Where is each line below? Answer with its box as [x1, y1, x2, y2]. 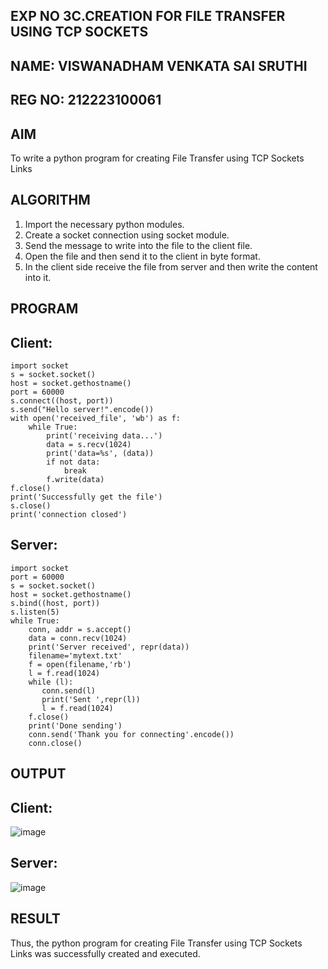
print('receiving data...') [46, 431, 163, 441]
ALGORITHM [10, 192, 91, 209]
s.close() [10, 501, 52, 511]
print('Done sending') [28, 720, 123, 731]
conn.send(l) [41, 685, 97, 696]
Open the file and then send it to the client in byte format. [24, 250, 261, 262]
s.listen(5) [10, 607, 60, 617]
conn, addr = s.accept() [28, 624, 132, 634]
